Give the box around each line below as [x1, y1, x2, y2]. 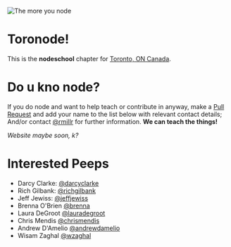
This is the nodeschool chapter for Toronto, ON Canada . [7, 54, 171, 63]
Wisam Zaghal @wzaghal [17, 231, 92, 239]
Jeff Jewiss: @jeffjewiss [17, 194, 89, 202]
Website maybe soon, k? [7, 131, 79, 139]
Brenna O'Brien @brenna [17, 201, 90, 210]
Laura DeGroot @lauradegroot [17, 208, 106, 217]
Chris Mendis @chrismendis [17, 216, 100, 224]
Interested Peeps [7, 156, 109, 172]
